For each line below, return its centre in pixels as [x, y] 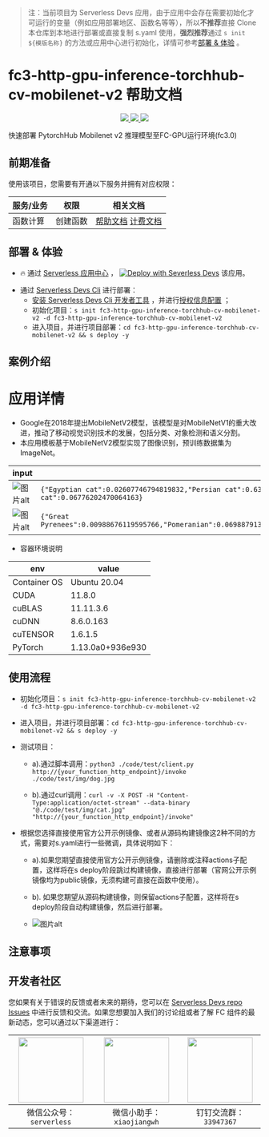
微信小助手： [136, 1112]
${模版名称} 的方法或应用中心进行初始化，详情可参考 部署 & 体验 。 [136, 42]
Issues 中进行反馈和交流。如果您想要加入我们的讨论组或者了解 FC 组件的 [128, 1012]
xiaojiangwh [136, 1122]
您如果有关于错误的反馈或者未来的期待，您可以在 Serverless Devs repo [125, 1002]
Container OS [38, 582]
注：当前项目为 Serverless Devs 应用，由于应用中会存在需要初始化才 [141, 12]
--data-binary [167, 803]
